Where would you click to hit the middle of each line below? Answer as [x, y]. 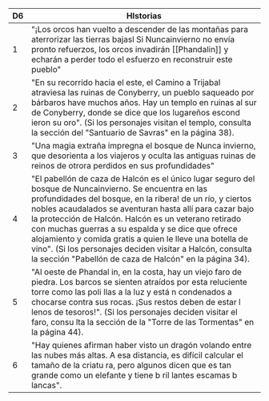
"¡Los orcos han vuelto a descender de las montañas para [139, 29]
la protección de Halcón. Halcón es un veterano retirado [136, 219]
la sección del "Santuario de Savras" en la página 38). [132, 133]
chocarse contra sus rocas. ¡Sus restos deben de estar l [136, 302]
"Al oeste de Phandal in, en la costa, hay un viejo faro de [137, 272]
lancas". [46, 385]
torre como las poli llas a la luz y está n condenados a [131, 292]
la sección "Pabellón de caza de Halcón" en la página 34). [141, 259]
